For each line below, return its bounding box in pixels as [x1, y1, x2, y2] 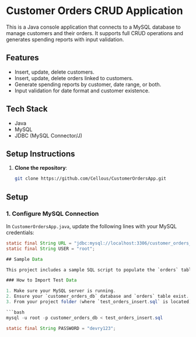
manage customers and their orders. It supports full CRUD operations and [6, 29, 184, 36]
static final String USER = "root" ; [6, 246, 95, 252]
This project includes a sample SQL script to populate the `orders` [6, 267, 179, 273]
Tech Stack [6, 104, 48, 114]
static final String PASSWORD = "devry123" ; [6, 325, 116, 331]
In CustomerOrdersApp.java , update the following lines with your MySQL [6, 222, 177, 229]
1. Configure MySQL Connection [6, 209, 99, 218]
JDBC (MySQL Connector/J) [14, 132, 83, 139]
